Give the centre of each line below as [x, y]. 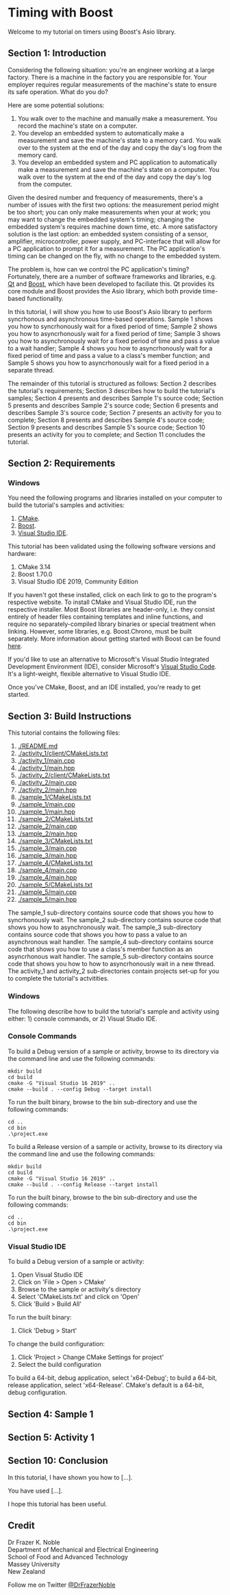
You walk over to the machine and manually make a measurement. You [117, 118]
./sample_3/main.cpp [47, 848]
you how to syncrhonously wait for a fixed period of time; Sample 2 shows [113, 326]
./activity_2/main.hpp [47, 790]
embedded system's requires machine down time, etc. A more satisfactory [113, 226]
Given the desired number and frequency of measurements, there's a [105, 197]
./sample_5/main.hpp [47, 900]
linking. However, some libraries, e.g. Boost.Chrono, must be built [100, 632]
